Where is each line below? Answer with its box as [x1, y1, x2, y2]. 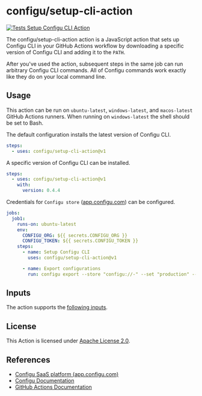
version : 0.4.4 [22, 188, 61, 194]
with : [17, 182, 31, 188]
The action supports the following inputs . [6, 304, 108, 311]
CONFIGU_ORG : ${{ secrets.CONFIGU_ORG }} [22, 232, 128, 238]
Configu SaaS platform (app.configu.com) [14, 371, 119, 378]
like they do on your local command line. [6, 73, 106, 80]
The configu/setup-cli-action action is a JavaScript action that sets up [6, 36, 180, 43]
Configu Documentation [14, 377, 75, 385]
